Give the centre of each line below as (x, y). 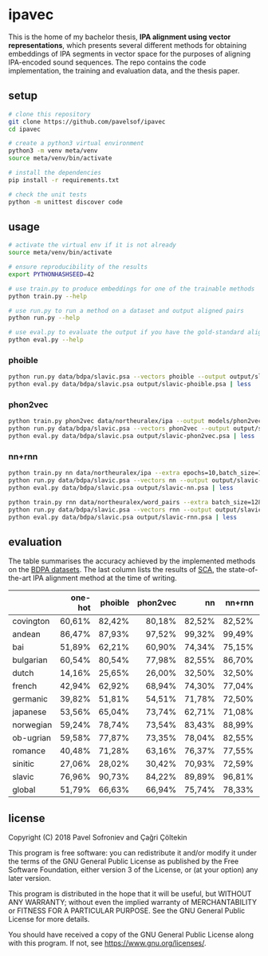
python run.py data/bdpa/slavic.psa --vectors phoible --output (117, 377)
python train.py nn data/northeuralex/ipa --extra (94, 473)
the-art (20, 578)
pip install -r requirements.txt (64, 180)
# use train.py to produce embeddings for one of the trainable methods (132, 289)
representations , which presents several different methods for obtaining (128, 45)
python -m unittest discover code (66, 202)
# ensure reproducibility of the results (78, 267)
